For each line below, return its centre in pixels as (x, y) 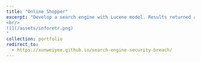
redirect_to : (22, 45)
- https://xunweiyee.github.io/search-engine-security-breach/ (92, 50)
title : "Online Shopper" (37, 12)
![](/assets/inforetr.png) (40, 28)
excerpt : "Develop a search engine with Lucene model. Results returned (99, 17)
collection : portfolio (34, 39)
